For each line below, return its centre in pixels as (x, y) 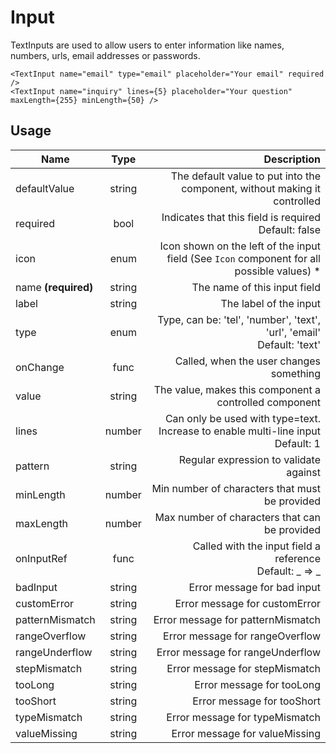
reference (297, 558)
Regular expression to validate (249, 459)
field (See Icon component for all (243, 258)
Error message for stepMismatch (243, 668)
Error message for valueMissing (246, 733)
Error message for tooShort (256, 701)
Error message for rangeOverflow (242, 636)
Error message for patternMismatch (237, 619)
